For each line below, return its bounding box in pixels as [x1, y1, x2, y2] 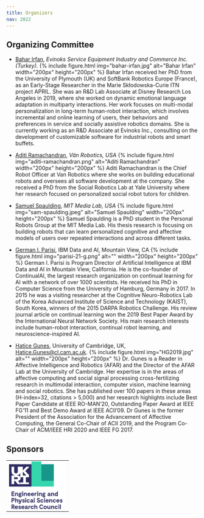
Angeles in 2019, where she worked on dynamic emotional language [15, 94, 187, 102]
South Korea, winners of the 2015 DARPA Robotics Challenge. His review [15, 304, 197, 312]
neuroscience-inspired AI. [15, 331, 80, 338]
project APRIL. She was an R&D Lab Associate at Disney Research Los [15, 88, 191, 96]
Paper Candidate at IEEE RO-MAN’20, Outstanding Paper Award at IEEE [15, 401, 194, 408]
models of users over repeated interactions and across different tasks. [15, 234, 192, 242]
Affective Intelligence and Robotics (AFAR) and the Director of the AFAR [15, 362, 195, 369]
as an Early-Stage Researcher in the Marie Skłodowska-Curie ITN [15, 82, 180, 89]
